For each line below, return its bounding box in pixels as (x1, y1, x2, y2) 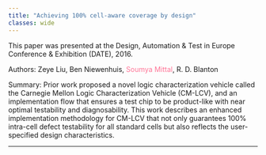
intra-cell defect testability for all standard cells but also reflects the (8, 122, 230, 131)
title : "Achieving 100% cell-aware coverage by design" (8, 11, 196, 20)
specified (8, 130, 39, 139)
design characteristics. (40, 130, 115, 139)
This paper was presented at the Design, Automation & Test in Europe (8, 40, 236, 50)
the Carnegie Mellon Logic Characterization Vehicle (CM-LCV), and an (8, 88, 237, 97)
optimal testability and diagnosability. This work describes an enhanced (8, 104, 242, 115)
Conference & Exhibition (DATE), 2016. (8, 49, 133, 59)
